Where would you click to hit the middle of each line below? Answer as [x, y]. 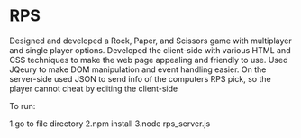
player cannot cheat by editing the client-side [94, 88]
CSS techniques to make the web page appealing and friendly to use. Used [149, 60]
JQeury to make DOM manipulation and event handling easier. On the [138, 69]
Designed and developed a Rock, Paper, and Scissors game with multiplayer [151, 41]
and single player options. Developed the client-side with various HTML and [150, 50]
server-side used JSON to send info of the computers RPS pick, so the [141, 78]
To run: [23, 106]
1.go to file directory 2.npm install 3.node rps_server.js [110, 124]
